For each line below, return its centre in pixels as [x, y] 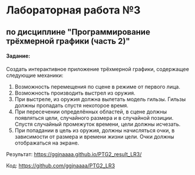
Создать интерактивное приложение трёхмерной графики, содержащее [98, 69]
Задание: [18, 56]
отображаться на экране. [47, 143]
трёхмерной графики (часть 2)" [68, 41]
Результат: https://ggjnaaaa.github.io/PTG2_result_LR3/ [74, 154]
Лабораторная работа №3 [73, 10]
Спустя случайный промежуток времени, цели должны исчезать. [97, 124]
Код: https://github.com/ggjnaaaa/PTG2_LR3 [61, 166]
